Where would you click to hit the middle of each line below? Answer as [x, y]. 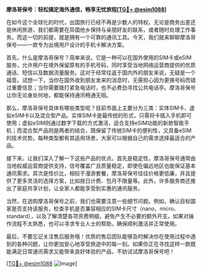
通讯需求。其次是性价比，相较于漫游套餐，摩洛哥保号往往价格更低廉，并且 [98, 173]
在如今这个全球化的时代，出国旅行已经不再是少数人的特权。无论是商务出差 [98, 22]
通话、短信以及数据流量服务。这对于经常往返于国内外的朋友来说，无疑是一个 [101, 72]
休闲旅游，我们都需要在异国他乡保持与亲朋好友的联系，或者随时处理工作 [101, 30]
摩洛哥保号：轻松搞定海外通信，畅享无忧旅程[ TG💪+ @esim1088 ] [87, 9]
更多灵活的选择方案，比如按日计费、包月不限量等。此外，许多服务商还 [103, 181]
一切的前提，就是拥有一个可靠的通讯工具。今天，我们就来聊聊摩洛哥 [111, 37]
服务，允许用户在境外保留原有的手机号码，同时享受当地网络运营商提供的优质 [101, 65]
